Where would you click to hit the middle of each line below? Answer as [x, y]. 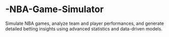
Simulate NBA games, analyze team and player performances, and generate [84, 23]
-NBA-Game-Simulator [55, 9]
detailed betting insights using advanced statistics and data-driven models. [84, 28]
